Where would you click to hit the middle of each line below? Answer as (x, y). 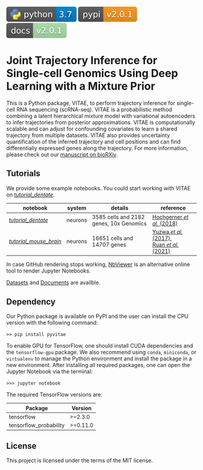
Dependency (31, 301)
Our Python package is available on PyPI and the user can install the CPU (97, 316)
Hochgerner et (170, 217)
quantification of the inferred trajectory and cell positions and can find (94, 141)
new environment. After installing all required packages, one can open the (98, 365)
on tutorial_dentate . (31, 194)
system (77, 208)
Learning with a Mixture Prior (81, 86)
